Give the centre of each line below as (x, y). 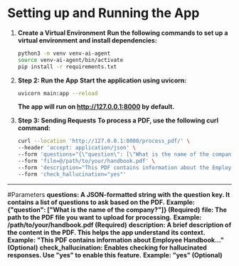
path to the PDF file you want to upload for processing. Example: (105, 217)
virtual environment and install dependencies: (87, 40)
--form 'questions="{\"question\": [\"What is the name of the (113, 154)
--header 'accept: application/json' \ (77, 148)
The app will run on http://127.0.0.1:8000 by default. (96, 107)
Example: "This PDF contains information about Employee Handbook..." (116, 240)
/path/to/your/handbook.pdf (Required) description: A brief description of (119, 225)
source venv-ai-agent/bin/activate (70, 60)
